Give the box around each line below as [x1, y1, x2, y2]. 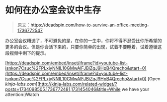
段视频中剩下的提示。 [5, 50, 49, 56]
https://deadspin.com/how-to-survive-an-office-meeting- [30, 22, 149, 28]
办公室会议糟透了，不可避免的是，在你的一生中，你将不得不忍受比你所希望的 [5, 38, 162, 44]
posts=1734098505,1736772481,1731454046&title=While [5, 86, 121, 92]
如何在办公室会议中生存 [5, 4, 101, 16]
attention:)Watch [5, 91, 39, 97]
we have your [121, 86, 150, 92]
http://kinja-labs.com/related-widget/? [39, 81, 117, 87]
